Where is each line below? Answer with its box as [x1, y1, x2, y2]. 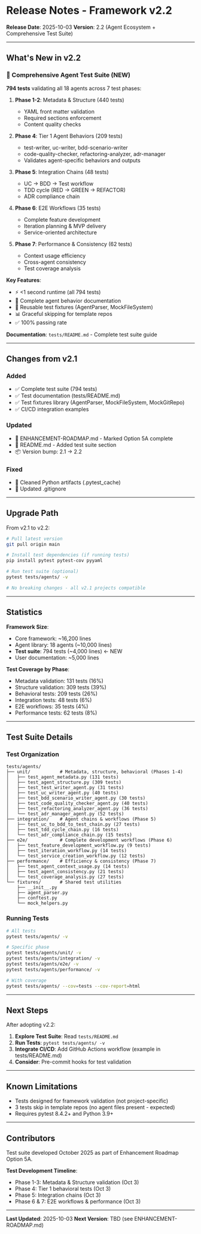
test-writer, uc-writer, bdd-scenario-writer [23, 144, 129, 151]
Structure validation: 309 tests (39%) [14, 683, 106, 691]
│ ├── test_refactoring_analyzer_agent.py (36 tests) [6, 806, 148, 812]
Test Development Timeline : [6, 1167, 78, 1174]
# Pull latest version [6, 536, 63, 542]
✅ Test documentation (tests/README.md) [14, 392, 121, 399]
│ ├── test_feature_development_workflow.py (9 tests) [6, 842, 151, 848]
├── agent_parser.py [17, 890, 68, 896]
